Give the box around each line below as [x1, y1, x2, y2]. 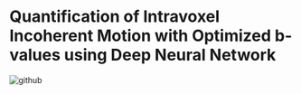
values [9, 45, 61, 65]
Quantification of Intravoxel [9, 6, 220, 27]
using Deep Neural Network [63, 45, 277, 65]
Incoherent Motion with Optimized [9, 25, 271, 46]
